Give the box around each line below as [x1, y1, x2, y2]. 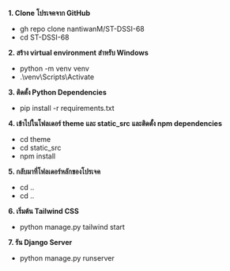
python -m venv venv [19, 64, 89, 73]
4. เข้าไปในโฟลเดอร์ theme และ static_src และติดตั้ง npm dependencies [8, 119, 223, 128]
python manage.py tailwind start [19, 223, 125, 231]
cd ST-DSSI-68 [19, 32, 70, 42]
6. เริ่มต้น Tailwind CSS [8, 207, 79, 216]
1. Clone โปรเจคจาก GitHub [8, 9, 91, 17]
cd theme [19, 135, 51, 143]
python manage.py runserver [19, 254, 115, 262]
